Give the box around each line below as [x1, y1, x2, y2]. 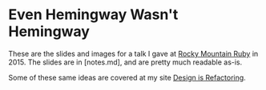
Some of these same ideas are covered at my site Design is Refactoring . [8, 72, 246, 82]
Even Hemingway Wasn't [8, 6, 179, 24]
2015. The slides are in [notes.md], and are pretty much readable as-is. [8, 57, 243, 67]
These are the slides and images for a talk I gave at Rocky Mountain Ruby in [8, 49, 259, 58]
